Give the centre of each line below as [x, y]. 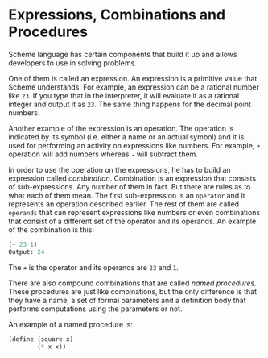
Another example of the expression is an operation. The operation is [121, 128]
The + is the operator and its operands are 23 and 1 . [93, 267]
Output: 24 [27, 252]
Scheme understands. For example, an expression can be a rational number [134, 87]
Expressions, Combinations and [117, 15]
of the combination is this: [52, 229]
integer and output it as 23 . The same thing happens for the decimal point [130, 104]
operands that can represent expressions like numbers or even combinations [134, 212]
